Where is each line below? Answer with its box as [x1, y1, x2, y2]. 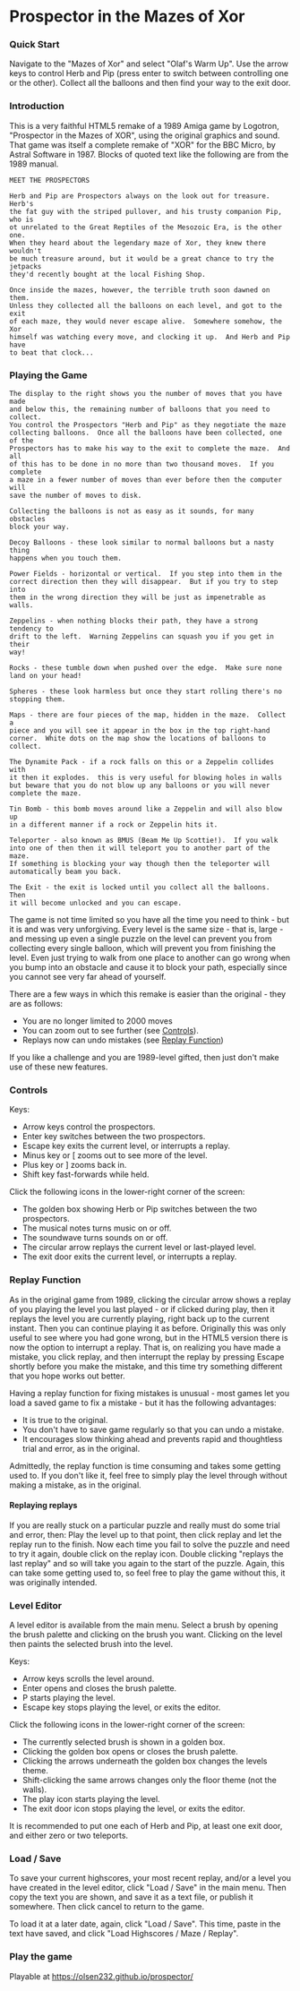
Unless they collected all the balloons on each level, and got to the [9, 301, 282, 310]
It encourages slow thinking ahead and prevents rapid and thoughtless [21, 1433, 283, 1444]
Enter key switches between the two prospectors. [21, 1131, 206, 1142]
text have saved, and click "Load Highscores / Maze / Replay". [9, 1928, 239, 1939]
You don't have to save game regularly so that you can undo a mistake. [21, 1424, 285, 1435]
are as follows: [9, 999, 64, 1009]
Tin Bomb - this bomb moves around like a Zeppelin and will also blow [9, 804, 282, 814]
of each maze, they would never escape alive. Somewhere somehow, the [9, 316, 282, 326]
